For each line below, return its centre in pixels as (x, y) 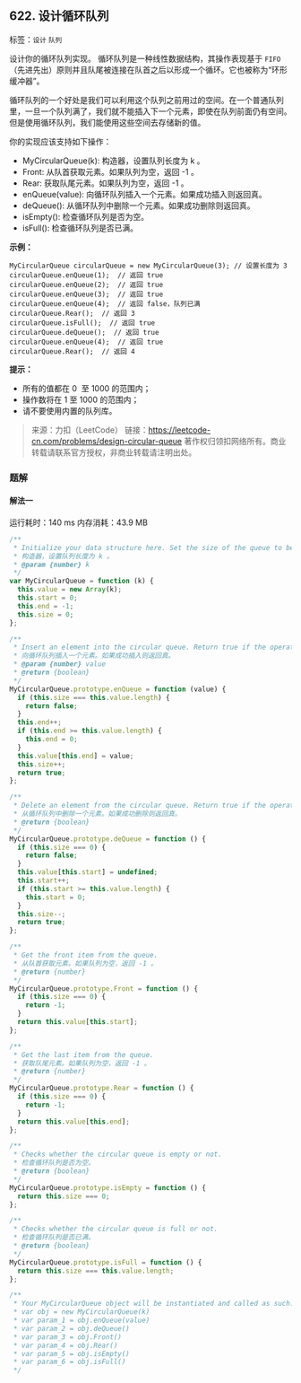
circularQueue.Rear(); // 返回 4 (73, 351)
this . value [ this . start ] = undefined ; (88, 872)
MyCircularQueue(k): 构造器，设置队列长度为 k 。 (113, 161)
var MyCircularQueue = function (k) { (82, 582)
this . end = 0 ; (52, 740)
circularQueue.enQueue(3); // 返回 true (86, 294)
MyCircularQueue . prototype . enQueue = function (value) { (118, 689)
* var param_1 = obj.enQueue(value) (82, 1321)
